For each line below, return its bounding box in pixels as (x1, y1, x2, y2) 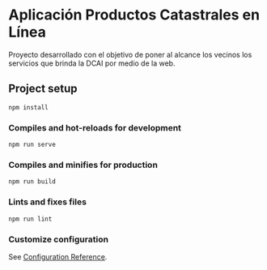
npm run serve (8, 140, 57, 149)
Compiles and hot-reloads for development (8, 122, 182, 133)
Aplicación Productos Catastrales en (8, 6, 261, 24)
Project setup (8, 82, 78, 96)
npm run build (8, 178, 57, 186)
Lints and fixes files (8, 196, 87, 208)
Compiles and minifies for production (8, 159, 158, 170)
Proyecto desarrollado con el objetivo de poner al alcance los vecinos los (8, 49, 252, 59)
